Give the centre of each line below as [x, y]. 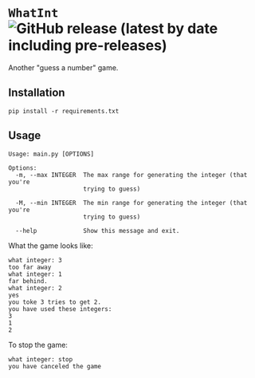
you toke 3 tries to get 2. [55, 302]
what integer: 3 [35, 260]
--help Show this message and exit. [98, 230]
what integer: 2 [35, 288]
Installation [37, 93]
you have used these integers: [60, 309]
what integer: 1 [35, 274]
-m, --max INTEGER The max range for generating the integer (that [131, 175]
